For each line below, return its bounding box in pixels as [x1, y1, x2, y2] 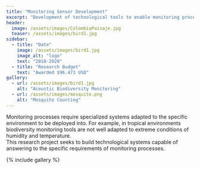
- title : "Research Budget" [11, 63, 82, 70]
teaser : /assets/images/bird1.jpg [11, 31, 97, 37]
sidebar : [6, 36, 28, 42]
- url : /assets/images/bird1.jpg [11, 81, 95, 87]
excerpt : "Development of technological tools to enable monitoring [6, 14, 180, 20]
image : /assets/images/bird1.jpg [17, 47, 100, 53]
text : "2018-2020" [17, 58, 62, 64]
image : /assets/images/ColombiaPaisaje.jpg [11, 25, 121, 31]
